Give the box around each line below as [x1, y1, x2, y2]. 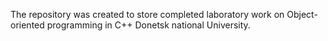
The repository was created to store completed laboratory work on [10, 9, 285, 20]
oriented [10, 19, 45, 31]
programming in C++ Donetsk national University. [46, 19, 251, 31]
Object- [286, 9, 318, 20]
